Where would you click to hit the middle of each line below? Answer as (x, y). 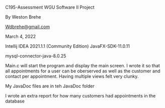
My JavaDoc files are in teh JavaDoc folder (50, 86)
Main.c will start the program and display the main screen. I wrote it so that (82, 66)
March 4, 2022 (21, 36)
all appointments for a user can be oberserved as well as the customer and (83, 71)
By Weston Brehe (23, 17)
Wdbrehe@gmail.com (28, 27)
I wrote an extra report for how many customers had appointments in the (80, 96)
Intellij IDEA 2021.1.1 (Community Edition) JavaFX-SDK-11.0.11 (67, 46)
